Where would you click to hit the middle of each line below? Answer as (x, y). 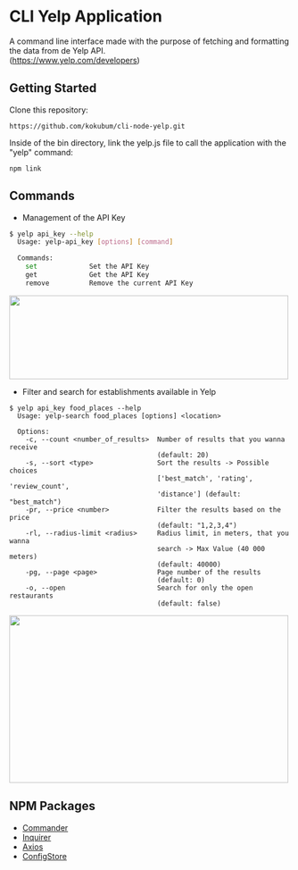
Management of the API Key (74, 217)
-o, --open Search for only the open (139, 588)
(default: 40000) (189, 565)
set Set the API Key (87, 267)
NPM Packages (52, 806)
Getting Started (53, 88)
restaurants (31, 596)
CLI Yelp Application (86, 17)
